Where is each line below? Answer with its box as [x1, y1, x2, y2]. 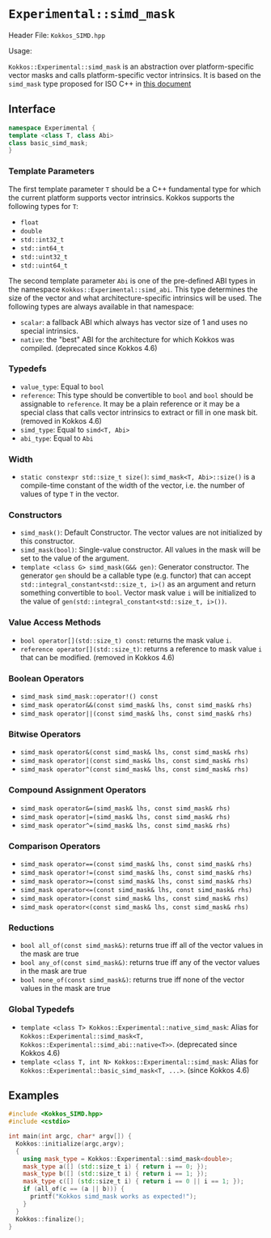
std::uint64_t [19, 262, 68, 270]
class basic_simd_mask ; [8, 139, 89, 147]
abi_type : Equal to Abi [19, 433, 94, 443]
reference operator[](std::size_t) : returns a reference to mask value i [19, 643, 263, 654]
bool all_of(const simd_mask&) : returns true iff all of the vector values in [19, 941, 264, 950]
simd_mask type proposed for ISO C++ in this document [8, 79, 192, 88]
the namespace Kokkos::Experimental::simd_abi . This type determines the [8, 284, 259, 294]
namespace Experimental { [8, 124, 95, 132]
